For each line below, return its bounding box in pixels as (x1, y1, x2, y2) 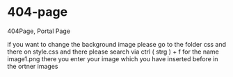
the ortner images (7, 62, 58, 70)
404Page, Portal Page (7, 27, 71, 35)
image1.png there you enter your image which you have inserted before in (7, 54, 218, 63)
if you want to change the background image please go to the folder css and (7, 40, 227, 48)
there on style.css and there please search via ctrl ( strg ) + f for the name (7, 47, 219, 56)
